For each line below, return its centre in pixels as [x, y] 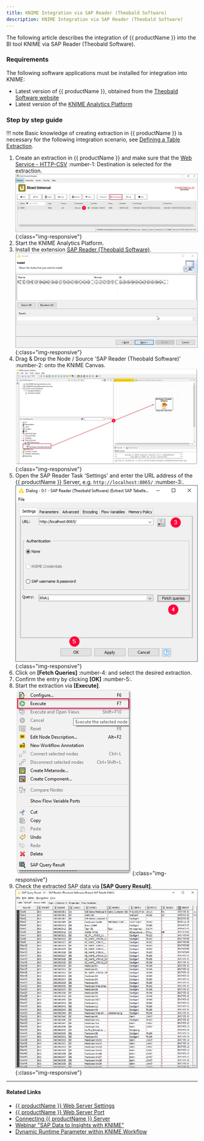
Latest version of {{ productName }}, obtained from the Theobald [96, 91]
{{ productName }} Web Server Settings [65, 1106]
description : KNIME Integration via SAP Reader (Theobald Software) [95, 19]
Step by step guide [35, 120]
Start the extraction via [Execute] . [57, 686]
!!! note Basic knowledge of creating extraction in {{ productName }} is [94, 133]
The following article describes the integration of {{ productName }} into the [101, 37]
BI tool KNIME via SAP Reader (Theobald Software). [71, 44]
